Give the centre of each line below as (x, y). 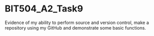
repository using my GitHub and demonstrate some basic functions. (75, 27)
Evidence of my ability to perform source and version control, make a (77, 22)
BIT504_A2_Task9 (44, 9)
